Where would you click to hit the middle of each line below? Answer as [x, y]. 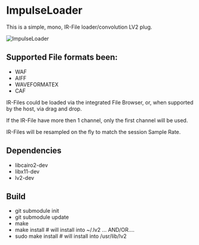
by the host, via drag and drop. [44, 109]
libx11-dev [27, 171]
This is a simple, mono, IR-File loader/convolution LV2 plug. [79, 27]
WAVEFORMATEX [36, 84]
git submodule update [42, 217]
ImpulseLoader [44, 10]
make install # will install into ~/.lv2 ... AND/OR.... [75, 230]
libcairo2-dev [31, 165]
